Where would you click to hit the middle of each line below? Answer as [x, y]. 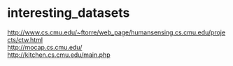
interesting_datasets [69, 13]
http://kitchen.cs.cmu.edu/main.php [59, 55]
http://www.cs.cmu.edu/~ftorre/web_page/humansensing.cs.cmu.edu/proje [116, 32]
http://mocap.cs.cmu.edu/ [45, 47]
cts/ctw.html [25, 39]
